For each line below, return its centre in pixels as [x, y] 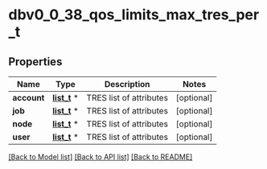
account [29, 98]
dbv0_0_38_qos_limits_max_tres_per [134, 15]
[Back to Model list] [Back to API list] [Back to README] [101, 157]
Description [127, 84]
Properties [35, 62]
